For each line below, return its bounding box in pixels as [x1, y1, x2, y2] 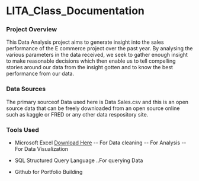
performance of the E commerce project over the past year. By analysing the [6, 45, 194, 52]
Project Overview [6, 25, 57, 34]
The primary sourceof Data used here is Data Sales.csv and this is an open [6, 98, 188, 105]
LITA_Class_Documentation [6, 4, 145, 18]
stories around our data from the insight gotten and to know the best [6, 64, 174, 71]
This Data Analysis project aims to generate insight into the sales [6, 38, 164, 46]
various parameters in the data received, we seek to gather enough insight [6, 51, 188, 59]
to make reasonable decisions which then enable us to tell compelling [6, 57, 176, 64]
